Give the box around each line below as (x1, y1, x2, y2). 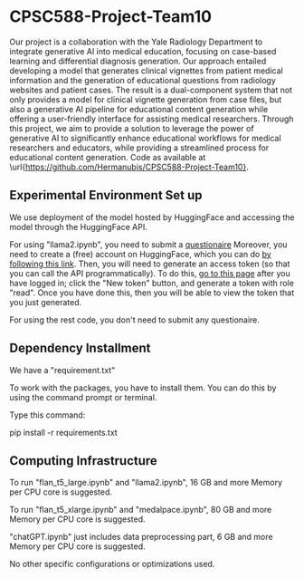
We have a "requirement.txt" (9, 364, 116, 375)
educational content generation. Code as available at (9, 151, 206, 162)
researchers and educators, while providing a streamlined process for (9, 142, 270, 153)
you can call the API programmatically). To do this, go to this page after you (9, 267, 291, 278)
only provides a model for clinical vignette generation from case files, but (9, 93, 282, 105)
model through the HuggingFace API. (9, 221, 147, 232)
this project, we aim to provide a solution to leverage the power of (9, 122, 255, 133)
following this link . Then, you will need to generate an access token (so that (9, 258, 290, 269)
